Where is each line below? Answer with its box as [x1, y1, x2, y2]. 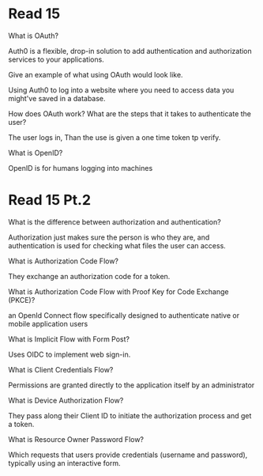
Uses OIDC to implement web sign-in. [8, 349, 131, 359]
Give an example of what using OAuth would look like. [8, 70, 183, 79]
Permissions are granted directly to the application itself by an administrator [8, 380, 255, 390]
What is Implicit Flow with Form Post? [8, 334, 130, 344]
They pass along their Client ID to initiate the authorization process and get [8, 410, 252, 420]
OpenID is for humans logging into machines [8, 163, 153, 172]
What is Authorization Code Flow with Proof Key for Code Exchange [8, 286, 229, 297]
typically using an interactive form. [8, 458, 121, 467]
